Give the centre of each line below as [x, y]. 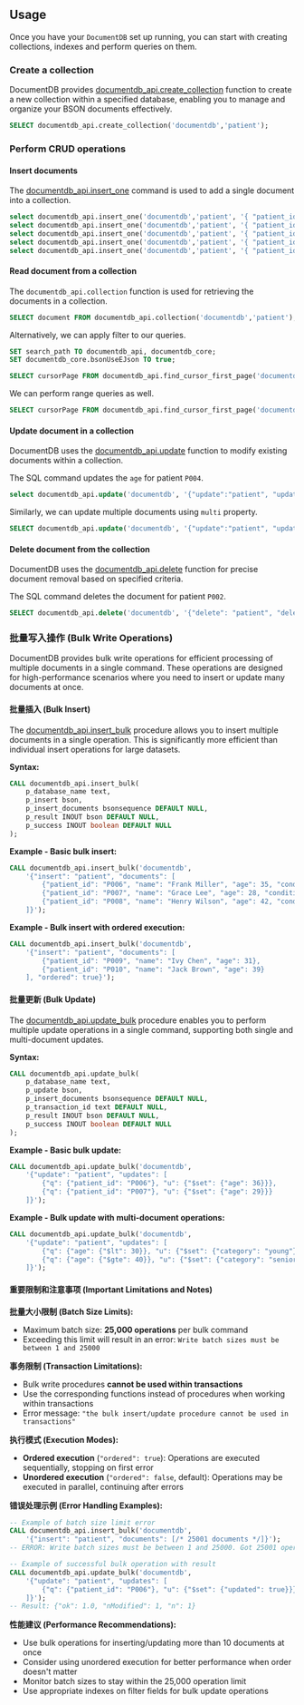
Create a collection [52, 70]
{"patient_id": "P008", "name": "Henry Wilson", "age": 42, [157, 901]
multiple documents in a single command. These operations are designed [146, 668]
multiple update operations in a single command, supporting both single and [152, 1029]
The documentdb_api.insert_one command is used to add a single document [152, 190]
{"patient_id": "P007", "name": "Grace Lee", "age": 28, [151, 893]
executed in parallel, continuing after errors [103, 1486]
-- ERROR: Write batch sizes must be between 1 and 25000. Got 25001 [143, 1548]
